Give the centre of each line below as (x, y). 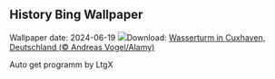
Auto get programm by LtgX (61, 64)
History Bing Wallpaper (76, 15)
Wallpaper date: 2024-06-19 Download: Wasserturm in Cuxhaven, (137, 37)
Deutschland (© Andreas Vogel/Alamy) (82, 47)
